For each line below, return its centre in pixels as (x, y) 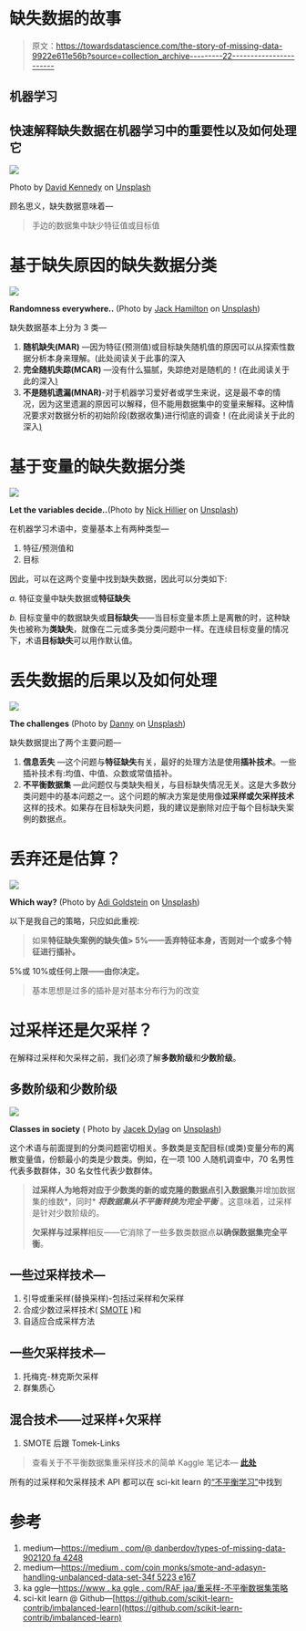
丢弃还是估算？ (66, 859)
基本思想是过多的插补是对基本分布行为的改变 (116, 990)
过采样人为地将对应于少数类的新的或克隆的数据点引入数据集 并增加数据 (163, 1189)
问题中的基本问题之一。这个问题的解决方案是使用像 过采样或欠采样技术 (162, 795)
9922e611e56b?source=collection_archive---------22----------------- (163, 56)
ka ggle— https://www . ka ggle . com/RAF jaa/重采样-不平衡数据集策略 (155, 1588)
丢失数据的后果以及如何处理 (113, 681)
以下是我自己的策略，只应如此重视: (75, 920)
